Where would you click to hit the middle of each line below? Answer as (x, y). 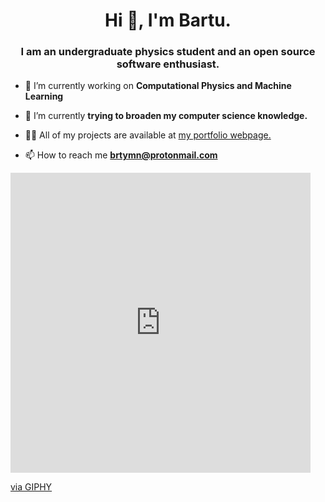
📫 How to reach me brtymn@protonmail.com (121, 155)
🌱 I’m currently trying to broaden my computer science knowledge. (166, 116)
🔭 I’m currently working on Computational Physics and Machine (158, 86)
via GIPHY (31, 487)
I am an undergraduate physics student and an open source (168, 52)
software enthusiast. (168, 64)
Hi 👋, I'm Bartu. (168, 20)
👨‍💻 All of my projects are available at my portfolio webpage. (148, 135)
